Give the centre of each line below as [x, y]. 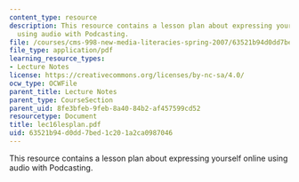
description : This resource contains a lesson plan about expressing [141, 26]
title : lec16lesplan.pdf [55, 125]
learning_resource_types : [57, 59]
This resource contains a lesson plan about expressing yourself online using [149, 158]
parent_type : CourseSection [61, 100]
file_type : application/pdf [61, 51]
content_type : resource [53, 17]
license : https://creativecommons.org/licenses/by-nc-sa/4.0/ [127, 75]
